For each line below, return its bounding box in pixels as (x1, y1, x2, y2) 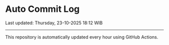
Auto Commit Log (5, 3, 80, 15)
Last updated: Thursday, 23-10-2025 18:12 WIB (5, 20, 103, 26)
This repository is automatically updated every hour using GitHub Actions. (5, 34, 158, 40)
